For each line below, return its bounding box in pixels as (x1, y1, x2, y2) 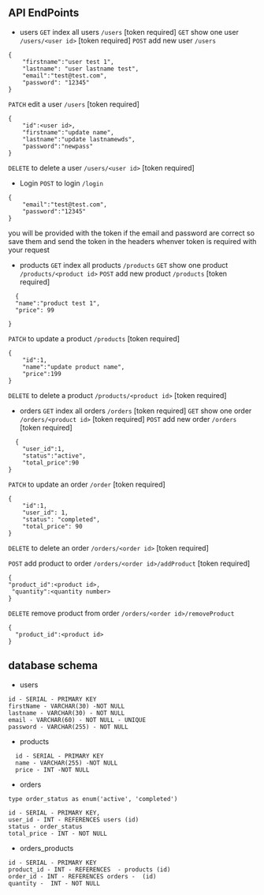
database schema (8, 659, 99, 672)
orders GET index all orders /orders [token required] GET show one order (19, 406, 252, 416)
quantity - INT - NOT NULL (8, 879, 101, 887)
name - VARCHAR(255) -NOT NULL (15, 758, 118, 767)
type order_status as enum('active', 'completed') (8, 795, 178, 803)
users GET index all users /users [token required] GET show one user (19, 27, 239, 36)
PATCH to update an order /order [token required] (8, 479, 165, 489)
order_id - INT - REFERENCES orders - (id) (8, 872, 157, 880)
